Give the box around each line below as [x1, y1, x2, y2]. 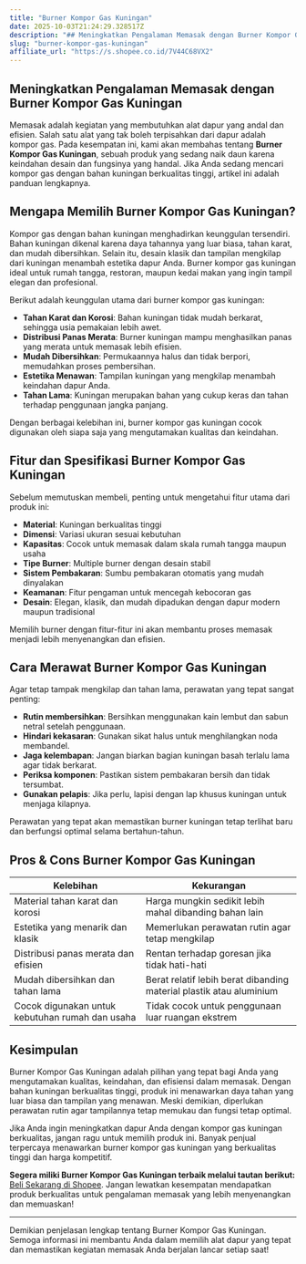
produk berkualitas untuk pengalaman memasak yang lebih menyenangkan [9, 1189, 291, 1199]
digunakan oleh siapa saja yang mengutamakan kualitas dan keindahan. [9, 426, 280, 438]
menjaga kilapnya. [22, 799, 91, 810]
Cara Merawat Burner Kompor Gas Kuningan [9, 659, 267, 675]
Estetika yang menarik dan [14, 921, 127, 934]
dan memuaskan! [9, 1198, 75, 1209]
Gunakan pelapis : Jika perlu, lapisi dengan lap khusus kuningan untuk [22, 789, 287, 800]
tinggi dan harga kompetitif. [9, 1152, 113, 1163]
